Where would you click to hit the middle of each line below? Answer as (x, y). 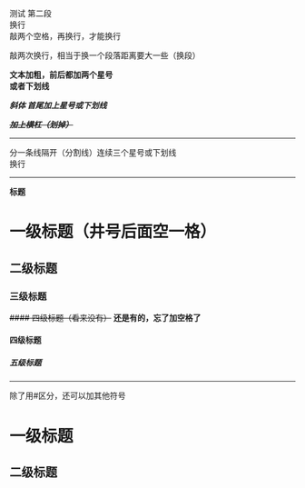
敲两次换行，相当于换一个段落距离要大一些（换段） (105, 55)
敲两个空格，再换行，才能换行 (65, 36)
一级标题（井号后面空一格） (113, 232)
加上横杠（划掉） (41, 124)
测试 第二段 (30, 13)
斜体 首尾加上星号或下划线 (58, 105)
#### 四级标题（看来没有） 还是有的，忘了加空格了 (105, 317)
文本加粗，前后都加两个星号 (61, 75)
